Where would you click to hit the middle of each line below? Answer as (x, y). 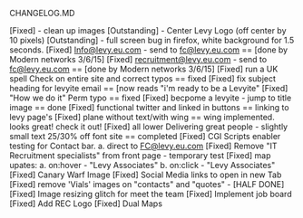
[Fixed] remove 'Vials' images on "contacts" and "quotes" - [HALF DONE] (147, 184)
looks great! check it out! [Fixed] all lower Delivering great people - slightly (149, 127)
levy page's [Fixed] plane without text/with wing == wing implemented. (142, 117)
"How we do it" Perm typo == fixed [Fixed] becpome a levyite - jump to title (151, 98)
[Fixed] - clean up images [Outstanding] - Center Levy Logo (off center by (148, 30)
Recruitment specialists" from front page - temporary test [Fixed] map (140, 156)
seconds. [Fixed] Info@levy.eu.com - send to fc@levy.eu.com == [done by (149, 50)
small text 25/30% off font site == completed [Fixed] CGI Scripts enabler (145, 136)
